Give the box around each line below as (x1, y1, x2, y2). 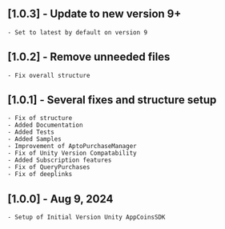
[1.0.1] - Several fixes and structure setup (7, 93, 217, 107)
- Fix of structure (7, 114, 73, 123)
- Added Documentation (7, 121, 83, 130)
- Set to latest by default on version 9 (7, 28, 148, 36)
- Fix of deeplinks (7, 171, 73, 179)
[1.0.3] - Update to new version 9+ (7, 7, 182, 21)
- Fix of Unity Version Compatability (7, 149, 137, 158)
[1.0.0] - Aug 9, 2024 (7, 192, 114, 206)
